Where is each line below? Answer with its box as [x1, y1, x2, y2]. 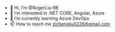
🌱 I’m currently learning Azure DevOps [9, 15, 89, 21]
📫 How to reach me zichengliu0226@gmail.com [9, 21, 110, 27]
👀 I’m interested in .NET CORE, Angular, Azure [9, 10, 105, 16]
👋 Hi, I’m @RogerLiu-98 [9, 5, 58, 10]
